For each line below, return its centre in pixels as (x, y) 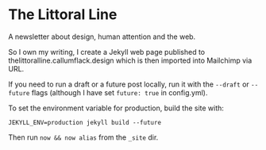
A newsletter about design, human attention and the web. (102, 37)
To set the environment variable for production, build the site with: (116, 108)
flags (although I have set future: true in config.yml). (120, 92)
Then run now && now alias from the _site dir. (83, 137)
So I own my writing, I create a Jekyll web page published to (106, 52)
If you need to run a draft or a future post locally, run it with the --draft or (129, 84)
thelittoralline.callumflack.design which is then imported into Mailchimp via (130, 60)
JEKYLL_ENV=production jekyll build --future (85, 122)
